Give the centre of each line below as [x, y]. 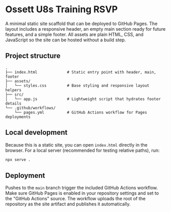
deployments [18, 117]
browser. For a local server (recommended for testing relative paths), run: [82, 150]
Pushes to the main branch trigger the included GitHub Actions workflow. [82, 188]
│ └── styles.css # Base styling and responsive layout [77, 85]
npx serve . [18, 159]
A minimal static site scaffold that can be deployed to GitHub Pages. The [81, 23]
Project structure [33, 56]
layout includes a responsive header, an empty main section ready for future [86, 29]
